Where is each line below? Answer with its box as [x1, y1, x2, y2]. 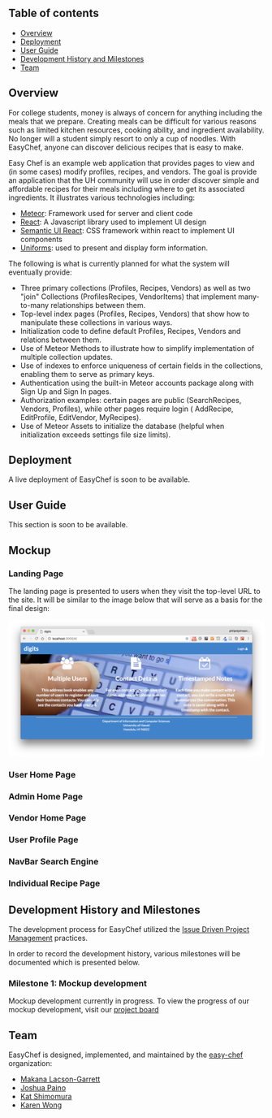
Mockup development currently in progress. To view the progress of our [8, 996, 250, 1006]
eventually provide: [8, 267, 73, 277]
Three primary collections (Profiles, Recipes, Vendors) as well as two [19, 283, 251, 292]
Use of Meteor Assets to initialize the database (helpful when [19, 421, 225, 431]
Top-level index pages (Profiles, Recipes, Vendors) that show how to [19, 309, 250, 318]
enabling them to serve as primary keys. [19, 369, 155, 379]
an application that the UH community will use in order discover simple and [8, 175, 260, 185]
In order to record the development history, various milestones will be [8, 949, 241, 959]
